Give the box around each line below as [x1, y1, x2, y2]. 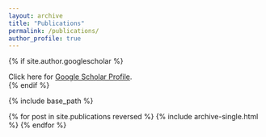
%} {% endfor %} [8, 120, 67, 130]
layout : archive [8, 11, 63, 20]
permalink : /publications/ [8, 27, 99, 35]
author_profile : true [8, 34, 82, 43]
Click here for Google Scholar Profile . [8, 72, 133, 81]
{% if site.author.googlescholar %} [8, 56, 124, 66]
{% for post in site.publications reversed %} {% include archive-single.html [8, 112, 259, 122]
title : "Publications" [8, 19, 85, 27]
